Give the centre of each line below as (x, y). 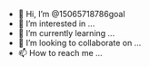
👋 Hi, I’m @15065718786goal (71, 14)
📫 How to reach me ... (60, 53)
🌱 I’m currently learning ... (66, 33)
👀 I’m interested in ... (56, 24)
